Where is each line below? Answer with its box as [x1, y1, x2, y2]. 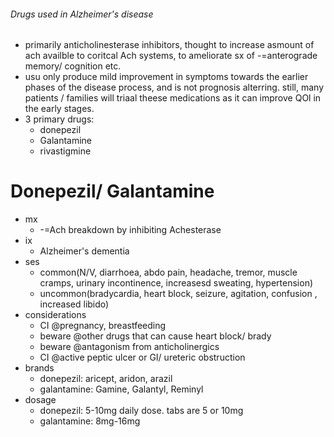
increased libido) [39, 298, 110, 310]
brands [24, 362, 55, 374]
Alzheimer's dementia [39, 245, 130, 257]
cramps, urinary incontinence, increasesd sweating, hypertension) [39, 277, 314, 289]
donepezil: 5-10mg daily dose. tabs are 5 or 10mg [39, 405, 244, 417]
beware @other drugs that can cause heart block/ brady [39, 330, 272, 342]
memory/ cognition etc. [24, 60, 122, 72]
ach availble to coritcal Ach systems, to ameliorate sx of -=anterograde [24, 50, 318, 62]
